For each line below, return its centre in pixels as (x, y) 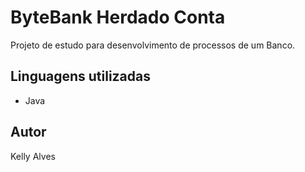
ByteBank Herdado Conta (118, 17)
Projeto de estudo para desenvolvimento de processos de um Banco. (153, 45)
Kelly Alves (33, 156)
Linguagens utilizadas (81, 76)
